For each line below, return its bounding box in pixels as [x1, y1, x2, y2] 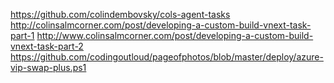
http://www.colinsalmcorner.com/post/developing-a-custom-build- [36, 30, 314, 41]
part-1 [10, 30, 35, 41]
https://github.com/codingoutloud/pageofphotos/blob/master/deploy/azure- [10, 51, 324, 63]
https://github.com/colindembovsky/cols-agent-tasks [10, 9, 231, 20]
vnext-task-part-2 [10, 40, 84, 52]
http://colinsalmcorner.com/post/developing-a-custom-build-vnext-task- [10, 19, 312, 31]
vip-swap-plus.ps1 [10, 62, 87, 73]
